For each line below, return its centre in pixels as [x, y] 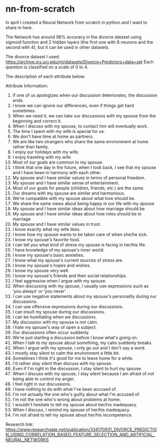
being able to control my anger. [44, 379]
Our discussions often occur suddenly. [51, 332]
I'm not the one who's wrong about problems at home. [66, 399]
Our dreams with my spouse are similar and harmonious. [69, 193]
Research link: [20, 424]
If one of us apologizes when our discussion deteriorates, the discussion [85, 95]
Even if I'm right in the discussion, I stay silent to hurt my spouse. [77, 368]
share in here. [19, 27]
